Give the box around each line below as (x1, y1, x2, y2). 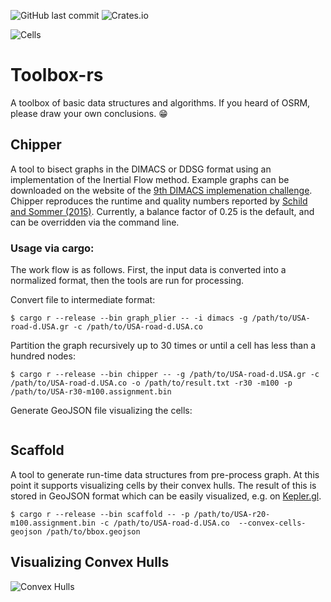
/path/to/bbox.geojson (46, 526, 141, 537)
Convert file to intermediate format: (10, 294, 156, 306)
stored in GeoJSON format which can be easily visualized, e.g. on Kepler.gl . (10, 490, 322, 502)
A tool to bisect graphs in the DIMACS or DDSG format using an (10, 163, 272, 175)
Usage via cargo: (10, 241, 95, 255)
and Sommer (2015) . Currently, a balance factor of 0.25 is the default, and (10, 205, 315, 217)
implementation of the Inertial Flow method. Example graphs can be (10, 173, 290, 185)
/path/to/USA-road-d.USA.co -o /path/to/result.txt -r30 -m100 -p (10, 378, 293, 389)
